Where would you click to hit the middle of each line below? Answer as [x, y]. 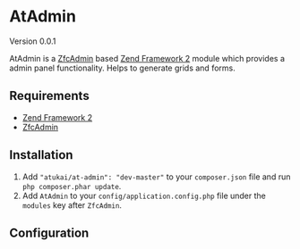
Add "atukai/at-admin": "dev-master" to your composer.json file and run [156, 177]
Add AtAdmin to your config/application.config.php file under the [144, 195]
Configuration [49, 232]
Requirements [49, 96]
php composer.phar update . [72, 186]
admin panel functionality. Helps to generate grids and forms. [122, 68]
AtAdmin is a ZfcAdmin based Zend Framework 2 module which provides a [147, 58]
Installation [41, 155]
